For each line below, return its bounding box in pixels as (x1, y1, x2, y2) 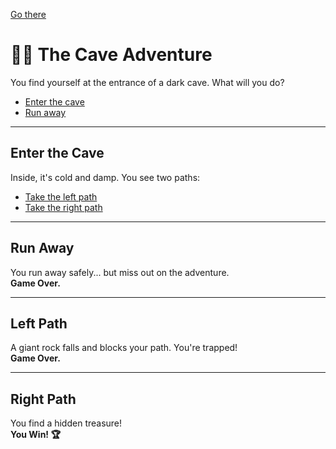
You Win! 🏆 (10, 429, 61, 441)
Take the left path (24, 190, 98, 203)
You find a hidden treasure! (10, 417, 123, 429)
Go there (10, 9, 47, 20)
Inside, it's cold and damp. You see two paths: (10, 171, 201, 183)
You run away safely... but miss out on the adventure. (10, 266, 230, 278)
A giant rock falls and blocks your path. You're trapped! (10, 342, 238, 354)
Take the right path (24, 201, 103, 213)
